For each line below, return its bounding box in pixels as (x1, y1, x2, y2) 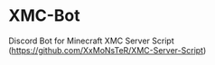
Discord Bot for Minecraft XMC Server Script (8, 35, 174, 46)
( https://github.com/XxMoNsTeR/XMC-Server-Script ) (8, 44, 207, 55)
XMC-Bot (8, 5, 80, 26)
